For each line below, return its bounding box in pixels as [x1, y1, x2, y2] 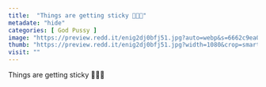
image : [8, 33, 30, 42]
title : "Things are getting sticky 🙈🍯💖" [8, 11, 147, 20]
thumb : [8, 41, 30, 49]
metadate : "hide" [8, 19, 66, 27]
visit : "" [8, 48, 41, 56]
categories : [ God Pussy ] [8, 26, 97, 34]
